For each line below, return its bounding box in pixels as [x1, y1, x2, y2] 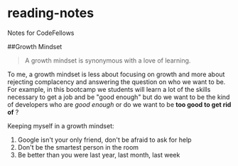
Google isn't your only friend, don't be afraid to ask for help [17, 135, 192, 144]
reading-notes [7, 5, 94, 21]
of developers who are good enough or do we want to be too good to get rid [7, 100, 232, 108]
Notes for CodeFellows [7, 28, 75, 37]
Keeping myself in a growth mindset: [7, 121, 115, 130]
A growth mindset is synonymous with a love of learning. [24, 56, 191, 65]
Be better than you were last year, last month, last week [17, 150, 180, 159]
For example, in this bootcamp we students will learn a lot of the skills [7, 85, 211, 93]
